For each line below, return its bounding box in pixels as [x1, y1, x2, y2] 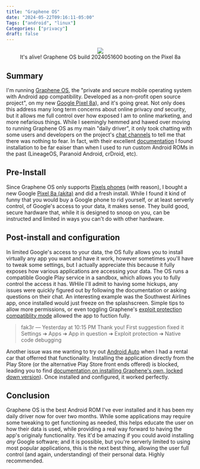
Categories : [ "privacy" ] [6, 25, 68, 32]
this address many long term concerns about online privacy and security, [6, 105, 186, 112]
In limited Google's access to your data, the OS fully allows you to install [6, 248, 183, 255]
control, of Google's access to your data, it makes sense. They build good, [6, 202, 189, 209]
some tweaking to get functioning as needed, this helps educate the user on [6, 419, 194, 427]
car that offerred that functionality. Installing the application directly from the [6, 354, 194, 361]
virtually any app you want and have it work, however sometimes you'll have [6, 255, 194, 262]
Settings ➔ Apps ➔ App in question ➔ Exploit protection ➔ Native [20, 330, 181, 337]
